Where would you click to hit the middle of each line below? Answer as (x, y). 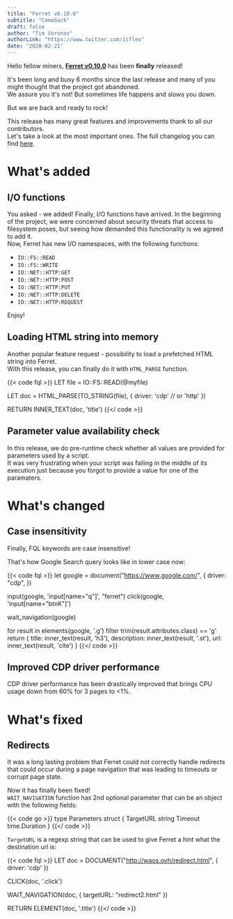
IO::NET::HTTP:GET (44, 273)
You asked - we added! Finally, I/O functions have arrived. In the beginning (114, 214)
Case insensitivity (47, 532)
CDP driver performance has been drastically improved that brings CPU (110, 684)
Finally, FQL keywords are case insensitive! (69, 548)
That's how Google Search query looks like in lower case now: (96, 561)
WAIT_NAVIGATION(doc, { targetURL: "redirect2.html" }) (88, 895)
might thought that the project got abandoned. (74, 87)
